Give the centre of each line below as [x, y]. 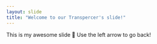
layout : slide [24, 12]
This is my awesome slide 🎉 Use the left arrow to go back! [79, 34]
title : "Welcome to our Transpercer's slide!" [66, 17]
